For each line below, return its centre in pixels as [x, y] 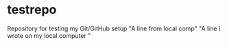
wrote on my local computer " [49, 35]
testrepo [32, 10]
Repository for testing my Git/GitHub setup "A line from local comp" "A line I [114, 28]
